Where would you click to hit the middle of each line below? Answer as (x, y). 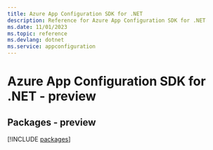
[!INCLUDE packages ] (39, 139)
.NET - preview (52, 96)
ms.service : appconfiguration (52, 46)
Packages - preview (52, 122)
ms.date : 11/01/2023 (38, 27)
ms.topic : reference (38, 33)
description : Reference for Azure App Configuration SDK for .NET (106, 20)
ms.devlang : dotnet (36, 40)
